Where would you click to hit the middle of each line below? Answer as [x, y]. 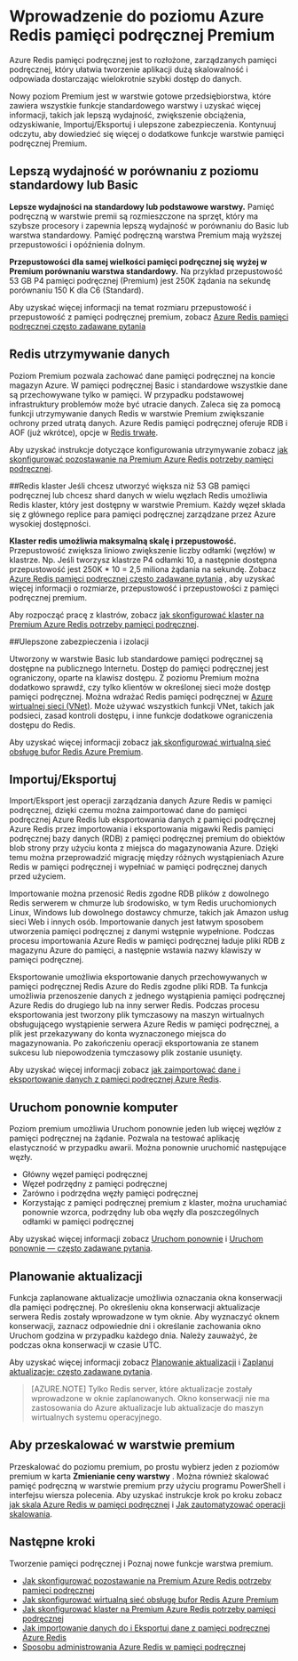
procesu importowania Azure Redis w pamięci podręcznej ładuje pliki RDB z [147, 941]
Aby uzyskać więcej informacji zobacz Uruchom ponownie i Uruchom [136, 1239]
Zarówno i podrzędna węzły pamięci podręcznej [110, 1193]
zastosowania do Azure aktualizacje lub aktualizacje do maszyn [147, 1408]
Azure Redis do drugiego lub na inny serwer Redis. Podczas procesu [134, 1005]
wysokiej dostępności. [50, 523]
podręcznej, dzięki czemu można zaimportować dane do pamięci [128, 810]
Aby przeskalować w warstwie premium [122, 1445]
